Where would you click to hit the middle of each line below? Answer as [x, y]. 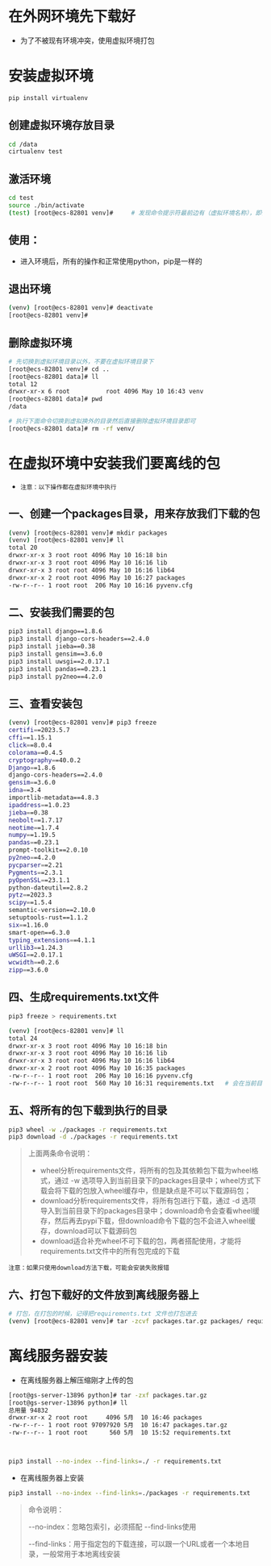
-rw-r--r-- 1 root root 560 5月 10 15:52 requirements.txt [120, 1433]
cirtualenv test [35, 152]
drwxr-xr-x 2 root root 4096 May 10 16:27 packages [97, 577]
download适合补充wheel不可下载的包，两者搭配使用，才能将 [141, 1241]
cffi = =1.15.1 [30, 738]
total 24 [23, 1038]
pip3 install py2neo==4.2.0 [56, 677]
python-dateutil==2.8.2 [48, 888]
